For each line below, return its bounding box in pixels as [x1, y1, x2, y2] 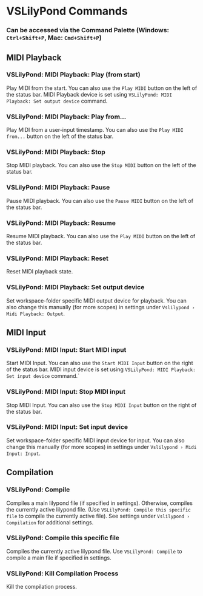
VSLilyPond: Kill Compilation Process [6, 569, 119, 578]
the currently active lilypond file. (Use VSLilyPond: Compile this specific [6, 505, 191, 513]
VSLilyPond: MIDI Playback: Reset [6, 254, 109, 262]
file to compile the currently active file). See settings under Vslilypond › [6, 512, 190, 519]
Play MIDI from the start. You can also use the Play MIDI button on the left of [6, 84, 198, 92]
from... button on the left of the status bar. [6, 132, 114, 140]
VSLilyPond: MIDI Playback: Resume [6, 219, 116, 227]
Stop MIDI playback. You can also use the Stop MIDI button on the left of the [6, 162, 196, 169]
